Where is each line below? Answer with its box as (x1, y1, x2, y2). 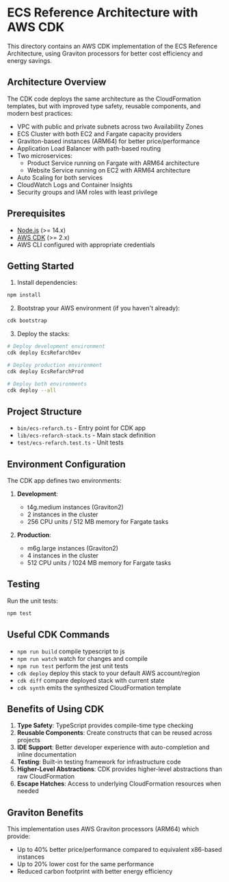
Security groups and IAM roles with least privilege (16, 188, 158, 196)
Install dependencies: (16, 279, 78, 287)
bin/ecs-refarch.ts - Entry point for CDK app (16, 424, 146, 432)
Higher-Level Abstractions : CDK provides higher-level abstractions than (16, 765, 222, 773)
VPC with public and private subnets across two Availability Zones (16, 122, 204, 131)
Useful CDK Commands (7, 629, 110, 641)
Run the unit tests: (7, 596, 58, 605)
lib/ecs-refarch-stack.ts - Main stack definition (16, 431, 156, 440)
